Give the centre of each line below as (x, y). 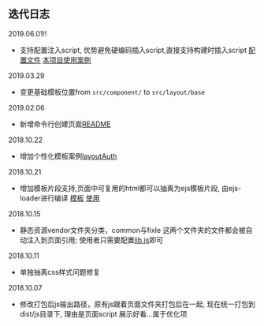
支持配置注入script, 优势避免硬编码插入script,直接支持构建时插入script (133, 50)
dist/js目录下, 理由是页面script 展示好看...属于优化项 (103, 313)
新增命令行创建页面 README (65, 124)
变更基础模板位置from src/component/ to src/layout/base (112, 92)
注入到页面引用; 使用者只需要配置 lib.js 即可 (95, 240)
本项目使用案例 (67, 60)
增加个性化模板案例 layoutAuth (68, 156)
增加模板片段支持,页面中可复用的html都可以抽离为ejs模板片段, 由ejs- (130, 188)
